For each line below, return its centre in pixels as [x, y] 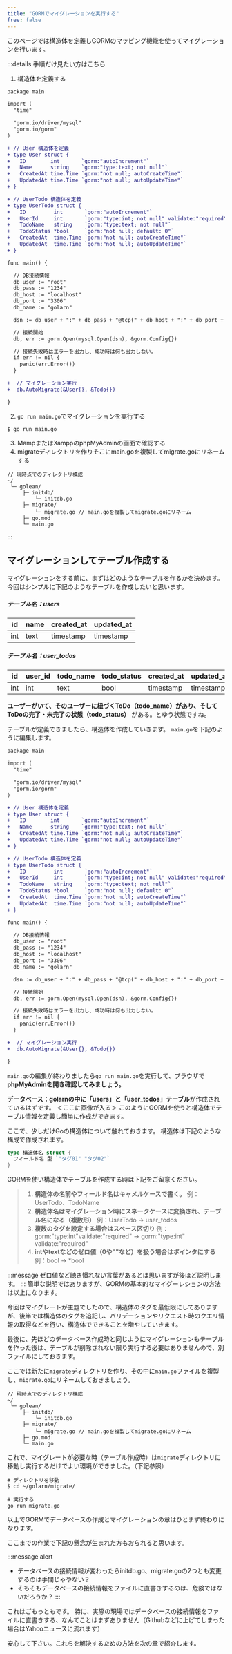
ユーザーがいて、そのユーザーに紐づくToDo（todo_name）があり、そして [112, 706]
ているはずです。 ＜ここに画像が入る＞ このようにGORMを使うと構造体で [112, 1107]
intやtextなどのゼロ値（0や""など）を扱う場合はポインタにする [125, 1252]
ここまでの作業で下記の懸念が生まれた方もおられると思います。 [98, 1543]
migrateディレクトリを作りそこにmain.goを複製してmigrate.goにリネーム [121, 451]
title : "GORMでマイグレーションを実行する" [63, 13]
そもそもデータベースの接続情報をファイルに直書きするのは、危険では [117, 1588]
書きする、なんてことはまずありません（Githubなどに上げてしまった [128, 1620]
